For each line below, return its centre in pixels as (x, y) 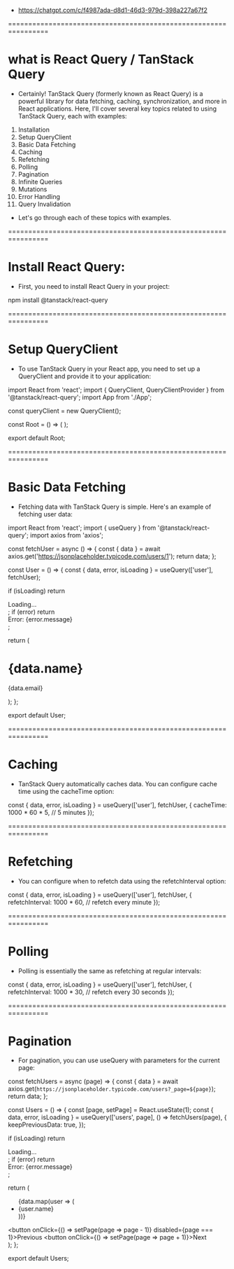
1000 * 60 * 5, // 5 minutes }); (51, 812)
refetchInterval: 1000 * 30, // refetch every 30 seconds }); (91, 992)
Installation (34, 130)
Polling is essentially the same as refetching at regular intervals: (110, 970)
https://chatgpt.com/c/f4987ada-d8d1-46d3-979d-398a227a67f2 (113, 10)
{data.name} (45, 668)
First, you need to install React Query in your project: (94, 286)
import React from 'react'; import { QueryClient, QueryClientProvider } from (116, 390)
